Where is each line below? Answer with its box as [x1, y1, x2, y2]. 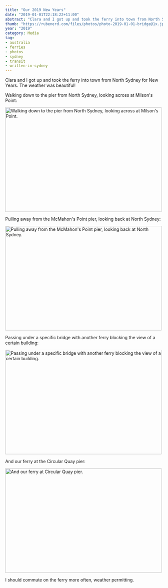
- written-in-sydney [5, 63, 48, 68]
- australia [5, 40, 30, 45]
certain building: [5, 340, 39, 346]
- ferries [5, 45, 26, 50]
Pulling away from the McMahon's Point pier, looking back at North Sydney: [5, 216, 161, 222]
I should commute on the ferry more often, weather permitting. [5, 577, 134, 583]
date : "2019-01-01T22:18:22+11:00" [5, 12, 79, 17]
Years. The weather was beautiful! [5, 82, 76, 88]
